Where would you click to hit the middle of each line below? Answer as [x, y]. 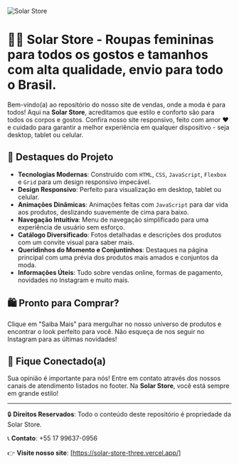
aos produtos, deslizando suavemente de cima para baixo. [103, 212]
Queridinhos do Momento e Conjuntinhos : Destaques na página [113, 249]
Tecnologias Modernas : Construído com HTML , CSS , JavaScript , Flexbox [122, 174]
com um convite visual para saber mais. [76, 242]
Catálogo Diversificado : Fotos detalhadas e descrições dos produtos [119, 234]
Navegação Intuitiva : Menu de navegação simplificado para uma [113, 220]
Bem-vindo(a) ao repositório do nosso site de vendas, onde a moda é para [117, 104]
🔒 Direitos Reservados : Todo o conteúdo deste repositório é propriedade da [119, 414]
